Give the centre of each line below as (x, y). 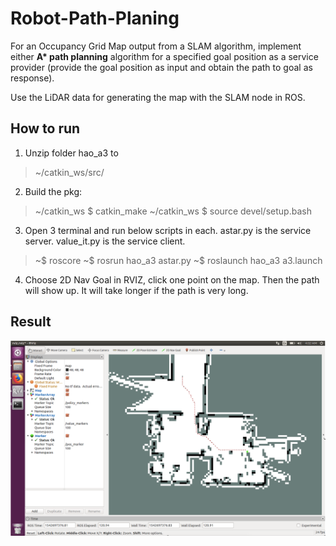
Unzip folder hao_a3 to (71, 153)
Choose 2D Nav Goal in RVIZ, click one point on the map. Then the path (172, 279)
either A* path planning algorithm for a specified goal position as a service (164, 56)
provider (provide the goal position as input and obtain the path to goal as (161, 67)
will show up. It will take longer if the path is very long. (136, 290)
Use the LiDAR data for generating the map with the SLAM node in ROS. (158, 97)
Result (31, 322)
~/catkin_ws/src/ (69, 172)
